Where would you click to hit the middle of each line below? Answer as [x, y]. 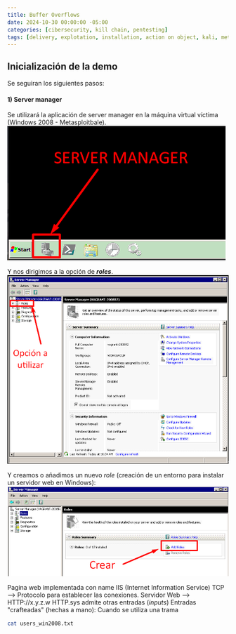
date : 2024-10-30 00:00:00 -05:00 [58, 22]
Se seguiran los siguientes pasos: [56, 84]
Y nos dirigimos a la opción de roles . [60, 272]
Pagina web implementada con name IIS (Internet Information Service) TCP [116, 588]
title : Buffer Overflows [44, 15]
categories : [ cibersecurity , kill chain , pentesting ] [88, 29]
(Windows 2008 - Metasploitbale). [57, 122]
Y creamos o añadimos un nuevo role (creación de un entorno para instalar [116, 475]
